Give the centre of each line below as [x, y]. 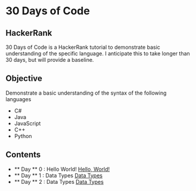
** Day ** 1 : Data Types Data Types [58, 175]
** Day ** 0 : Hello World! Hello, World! [62, 169]
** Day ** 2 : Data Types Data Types [59, 181]
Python [23, 136]
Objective [24, 79]
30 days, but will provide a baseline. [50, 60]
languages [18, 99]
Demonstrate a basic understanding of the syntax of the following [86, 93]
